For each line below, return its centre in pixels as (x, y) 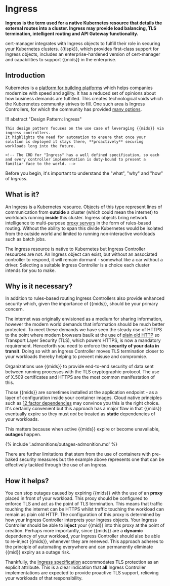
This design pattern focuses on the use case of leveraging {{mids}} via (85, 128)
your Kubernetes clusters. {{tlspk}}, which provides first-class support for (82, 49)
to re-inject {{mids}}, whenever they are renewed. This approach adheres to (84, 541)
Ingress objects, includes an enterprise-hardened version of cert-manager (83, 54)
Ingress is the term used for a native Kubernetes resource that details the (84, 23)
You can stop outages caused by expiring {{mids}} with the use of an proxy (84, 493)
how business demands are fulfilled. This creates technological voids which (84, 98)
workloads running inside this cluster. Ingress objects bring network (76, 217)
